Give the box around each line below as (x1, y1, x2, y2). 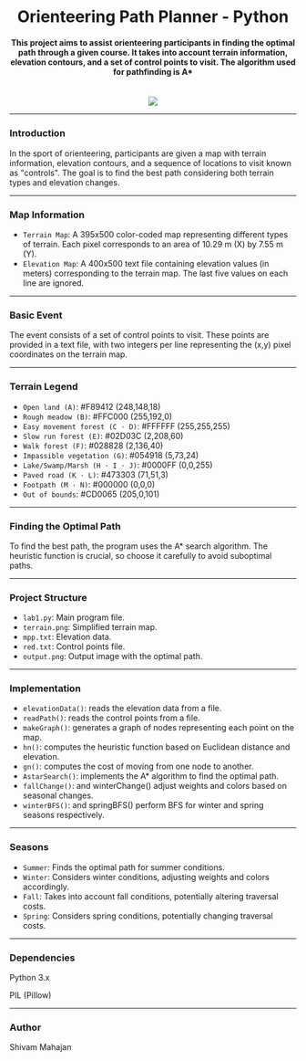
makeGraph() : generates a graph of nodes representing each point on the (22, 722, 295, 733)
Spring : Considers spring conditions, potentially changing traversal (22, 910, 273, 921)
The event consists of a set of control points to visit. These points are (9, 330, 270, 341)
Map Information (9, 208, 85, 221)
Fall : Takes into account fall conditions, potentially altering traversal (22, 890, 280, 901)
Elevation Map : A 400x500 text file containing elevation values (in (22, 257, 270, 268)
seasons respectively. (22, 810, 105, 821)
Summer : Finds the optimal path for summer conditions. (22, 861, 225, 873)
